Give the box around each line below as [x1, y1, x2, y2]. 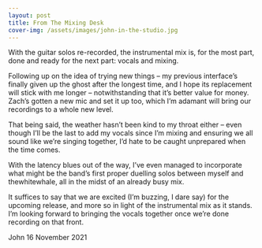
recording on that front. [8, 217, 84, 227]
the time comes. [8, 145, 61, 154]
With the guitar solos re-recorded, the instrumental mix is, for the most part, [8, 48, 255, 57]
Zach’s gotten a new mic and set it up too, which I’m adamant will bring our [8, 96, 252, 106]
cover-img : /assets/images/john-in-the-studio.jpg [8, 26, 178, 34]
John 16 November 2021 [8, 233, 88, 242]
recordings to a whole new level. [8, 105, 114, 114]
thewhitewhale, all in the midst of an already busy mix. [8, 177, 185, 187]
